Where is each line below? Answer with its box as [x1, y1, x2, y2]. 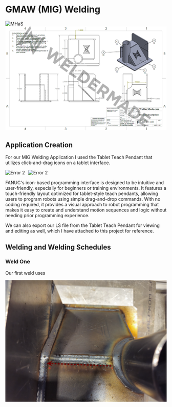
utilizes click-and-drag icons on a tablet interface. [5, 160, 111, 166]
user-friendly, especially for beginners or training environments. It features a [5, 185, 166, 191]
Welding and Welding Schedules [5, 243, 111, 252]
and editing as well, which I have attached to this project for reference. [5, 228, 155, 234]
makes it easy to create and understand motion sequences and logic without [5, 207, 167, 213]
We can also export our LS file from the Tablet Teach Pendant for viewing [5, 222, 160, 228]
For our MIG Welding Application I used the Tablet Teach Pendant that [5, 154, 153, 161]
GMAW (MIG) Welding [5, 4, 101, 15]
